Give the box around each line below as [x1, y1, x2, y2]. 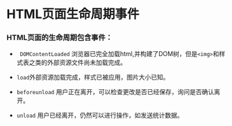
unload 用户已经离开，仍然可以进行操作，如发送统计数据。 [16, 111, 183, 120]
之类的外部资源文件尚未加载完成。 [28, 58, 126, 66]
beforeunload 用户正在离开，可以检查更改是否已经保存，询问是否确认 [16, 88, 215, 96]
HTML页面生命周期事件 [6, 6, 140, 22]
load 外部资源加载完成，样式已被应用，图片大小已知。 [16, 73, 169, 82]
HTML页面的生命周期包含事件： [6, 33, 113, 42]
